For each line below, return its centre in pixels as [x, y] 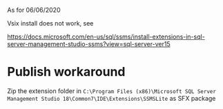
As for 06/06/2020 [34, 10]
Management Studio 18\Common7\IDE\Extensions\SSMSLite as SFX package [111, 98]
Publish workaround [66, 72]
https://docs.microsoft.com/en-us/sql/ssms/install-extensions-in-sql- [106, 37]
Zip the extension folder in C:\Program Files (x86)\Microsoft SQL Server [111, 91]
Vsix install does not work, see [50, 23]
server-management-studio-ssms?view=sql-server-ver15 [89, 44]
